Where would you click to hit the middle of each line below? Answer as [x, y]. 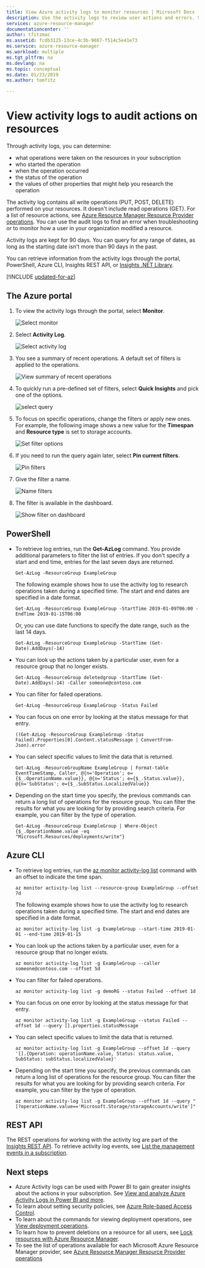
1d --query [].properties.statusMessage [86, 1026]
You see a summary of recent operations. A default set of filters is [98, 358]
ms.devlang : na [26, 63]
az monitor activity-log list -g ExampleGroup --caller [88, 963]
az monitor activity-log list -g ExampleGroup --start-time [93, 929]
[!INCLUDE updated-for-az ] [41, 277]
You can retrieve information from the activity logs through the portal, [94, 258]
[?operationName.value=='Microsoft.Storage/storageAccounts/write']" [106, 1106]
